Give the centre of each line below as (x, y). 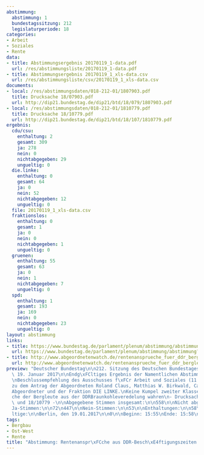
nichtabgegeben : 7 (40, 284)
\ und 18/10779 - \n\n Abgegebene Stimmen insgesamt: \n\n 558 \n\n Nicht (100, 403)
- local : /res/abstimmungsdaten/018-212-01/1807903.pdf (78, 91)
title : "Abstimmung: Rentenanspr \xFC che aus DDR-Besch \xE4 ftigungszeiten (102, 442)
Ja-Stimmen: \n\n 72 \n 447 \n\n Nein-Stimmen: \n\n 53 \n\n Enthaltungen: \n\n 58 (104, 409)
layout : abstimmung (31, 335)
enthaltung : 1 (35, 301)
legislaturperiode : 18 (40, 29)
